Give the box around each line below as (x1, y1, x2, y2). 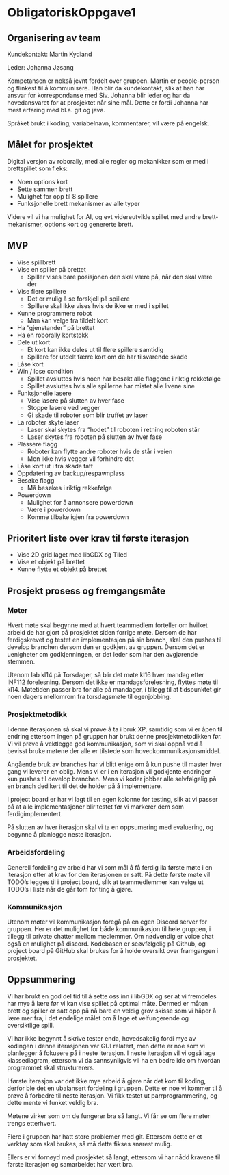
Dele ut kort (16, 338, 51, 346)
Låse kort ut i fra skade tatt (16, 462, 94, 470)
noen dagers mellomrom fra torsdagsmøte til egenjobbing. (7, 693, 172, 701)
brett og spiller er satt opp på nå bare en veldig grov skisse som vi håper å (7, 1007, 217, 1015)
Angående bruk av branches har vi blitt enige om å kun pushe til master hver (7, 760, 222, 768)
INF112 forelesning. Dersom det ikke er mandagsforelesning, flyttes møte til (7, 678, 219, 686)
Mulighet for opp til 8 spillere (16, 192, 98, 200)
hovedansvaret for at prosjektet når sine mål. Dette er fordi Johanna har (7, 99, 209, 107)
